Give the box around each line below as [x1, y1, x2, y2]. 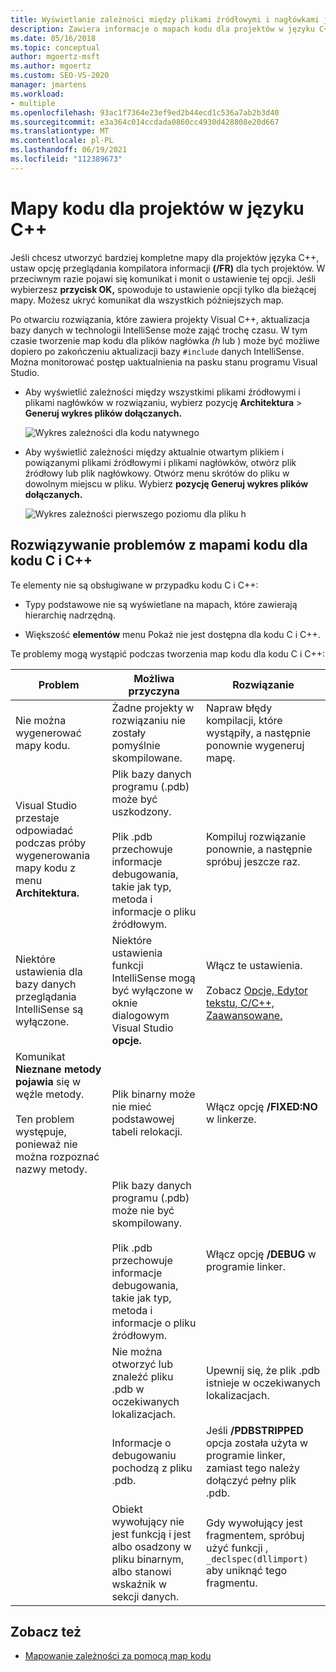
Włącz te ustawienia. [206, 958, 303, 972]
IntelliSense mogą [111, 971, 196, 985]
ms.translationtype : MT [10, 126, 110, 136]
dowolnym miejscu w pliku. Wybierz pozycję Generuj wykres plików [24, 477, 309, 490]
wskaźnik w [111, 1577, 168, 1591]
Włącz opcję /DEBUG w [206, 1247, 317, 1261]
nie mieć [111, 1099, 152, 1113]
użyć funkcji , [206, 1541, 269, 1555]
